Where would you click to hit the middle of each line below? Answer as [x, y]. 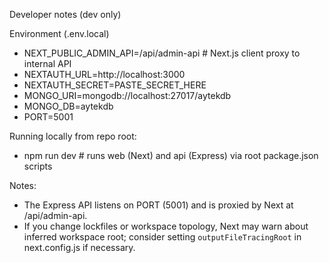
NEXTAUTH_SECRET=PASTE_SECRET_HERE [115, 85]
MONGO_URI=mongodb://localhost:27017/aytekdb [127, 95]
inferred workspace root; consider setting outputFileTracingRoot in [162, 237]
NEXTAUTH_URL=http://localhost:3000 [104, 74]
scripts [38, 166]
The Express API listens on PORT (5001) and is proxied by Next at [158, 205]
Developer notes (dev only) [65, 14]
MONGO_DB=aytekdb [68, 106]
